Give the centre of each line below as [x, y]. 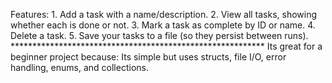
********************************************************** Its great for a [166, 46]
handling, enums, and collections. [79, 67]
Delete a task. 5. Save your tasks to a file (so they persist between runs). [159, 35]
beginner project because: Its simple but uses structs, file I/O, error [148, 57]
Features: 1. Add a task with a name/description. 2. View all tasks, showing [164, 14]
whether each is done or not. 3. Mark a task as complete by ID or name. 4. [163, 25]
